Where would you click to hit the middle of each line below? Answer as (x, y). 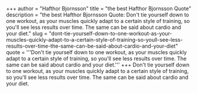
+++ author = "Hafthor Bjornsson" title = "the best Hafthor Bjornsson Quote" (99, 9)
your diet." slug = (27, 34)
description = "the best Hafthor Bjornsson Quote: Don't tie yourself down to (98, 15)
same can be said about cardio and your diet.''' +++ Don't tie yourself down (98, 65)
